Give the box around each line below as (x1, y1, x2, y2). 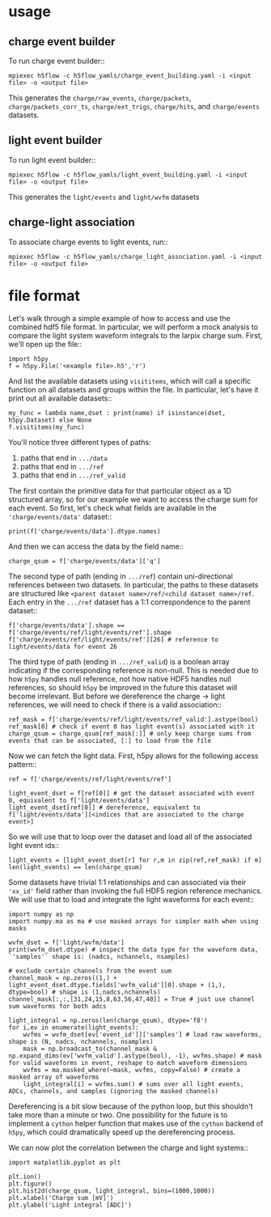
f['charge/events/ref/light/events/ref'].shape (8, 628, 172, 637)
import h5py (8, 354, 49, 363)
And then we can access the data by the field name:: (8, 541, 184, 551)
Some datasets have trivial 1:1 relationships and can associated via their (8, 877, 247, 887)
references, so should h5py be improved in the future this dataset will (8, 682, 238, 692)
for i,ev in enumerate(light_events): (8, 1023, 139, 1032)
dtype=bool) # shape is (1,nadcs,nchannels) (8, 988, 161, 996)
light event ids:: (8, 840, 60, 850)
